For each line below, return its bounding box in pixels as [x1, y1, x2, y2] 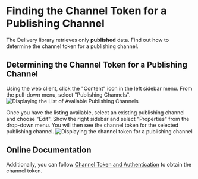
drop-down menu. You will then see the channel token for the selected [6, 122, 179, 129]
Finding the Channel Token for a [6, 4, 167, 18]
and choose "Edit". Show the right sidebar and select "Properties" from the [6, 115, 190, 122]
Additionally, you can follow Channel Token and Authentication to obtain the [6, 161, 192, 168]
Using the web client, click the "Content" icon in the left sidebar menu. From [6, 85, 193, 92]
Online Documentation [6, 145, 92, 155]
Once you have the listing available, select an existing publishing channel [6, 108, 185, 116]
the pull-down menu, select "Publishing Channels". [6, 91, 131, 98]
